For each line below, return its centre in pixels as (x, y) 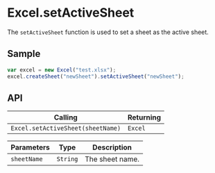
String (67, 159)
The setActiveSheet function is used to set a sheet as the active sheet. (108, 32)
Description (112, 147)
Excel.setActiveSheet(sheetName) (66, 129)
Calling (66, 117)
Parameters (30, 147)
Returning (144, 117)
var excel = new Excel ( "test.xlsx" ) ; (62, 70)
